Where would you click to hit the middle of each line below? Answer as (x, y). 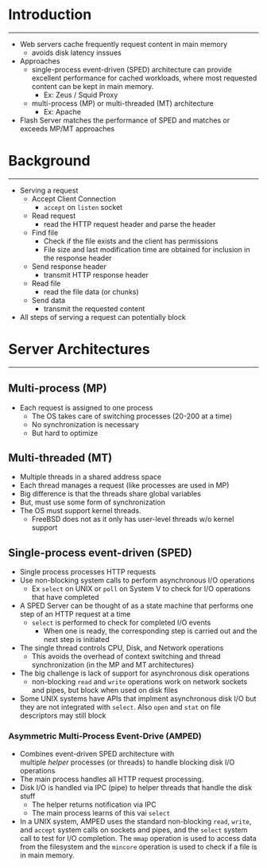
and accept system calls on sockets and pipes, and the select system (133, 830)
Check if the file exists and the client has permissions (131, 241)
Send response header (69, 266)
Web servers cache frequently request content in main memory (124, 44)
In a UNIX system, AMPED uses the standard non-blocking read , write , (135, 821)
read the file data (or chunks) (91, 291)
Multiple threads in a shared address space (90, 477)
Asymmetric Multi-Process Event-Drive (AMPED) (105, 736)
